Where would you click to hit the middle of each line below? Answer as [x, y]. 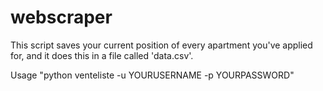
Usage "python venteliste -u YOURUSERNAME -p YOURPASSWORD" [152, 75]
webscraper [61, 17]
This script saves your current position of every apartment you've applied [161, 45]
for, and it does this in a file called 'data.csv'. [102, 55]
